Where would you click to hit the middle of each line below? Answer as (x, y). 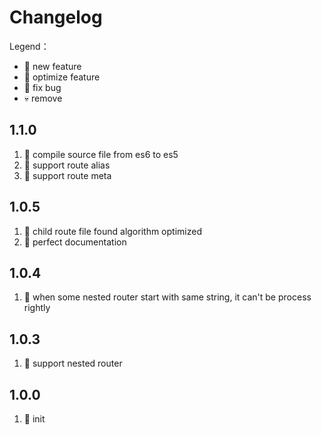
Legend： (29, 46)
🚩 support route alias (67, 165)
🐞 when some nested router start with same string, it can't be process (167, 297)
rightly (37, 308)
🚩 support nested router (73, 363)
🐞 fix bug (42, 87)
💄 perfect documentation (75, 242)
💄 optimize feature (62, 77)
